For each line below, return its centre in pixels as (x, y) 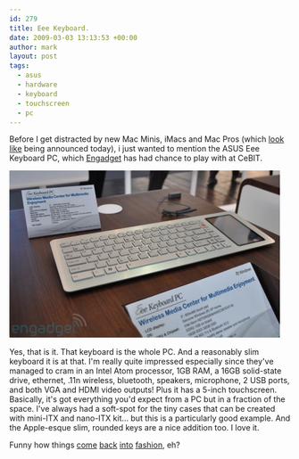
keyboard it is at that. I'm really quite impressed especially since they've (141, 362)
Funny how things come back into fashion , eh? (95, 445)
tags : (19, 66)
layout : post (33, 57)
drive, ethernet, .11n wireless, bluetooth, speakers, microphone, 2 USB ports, (149, 381)
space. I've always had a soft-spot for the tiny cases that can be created (142, 409)
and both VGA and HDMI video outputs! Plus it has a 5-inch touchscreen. (143, 390)
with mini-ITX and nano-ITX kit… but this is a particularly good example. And (150, 418)
